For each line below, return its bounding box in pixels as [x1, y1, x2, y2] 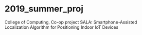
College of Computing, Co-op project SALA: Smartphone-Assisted [4, 19, 137, 25]
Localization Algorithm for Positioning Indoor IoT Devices [4, 24, 119, 30]
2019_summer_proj [4, 3, 84, 14]
